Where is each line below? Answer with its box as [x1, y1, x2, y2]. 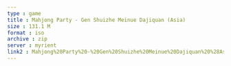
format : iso [7, 29, 45, 36]
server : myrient [7, 42, 57, 49]
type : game [7, 10, 41, 17]
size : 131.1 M [7, 23, 51, 30]
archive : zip [7, 36, 48, 43]
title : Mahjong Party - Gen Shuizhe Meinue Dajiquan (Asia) [7, 16, 186, 23]
